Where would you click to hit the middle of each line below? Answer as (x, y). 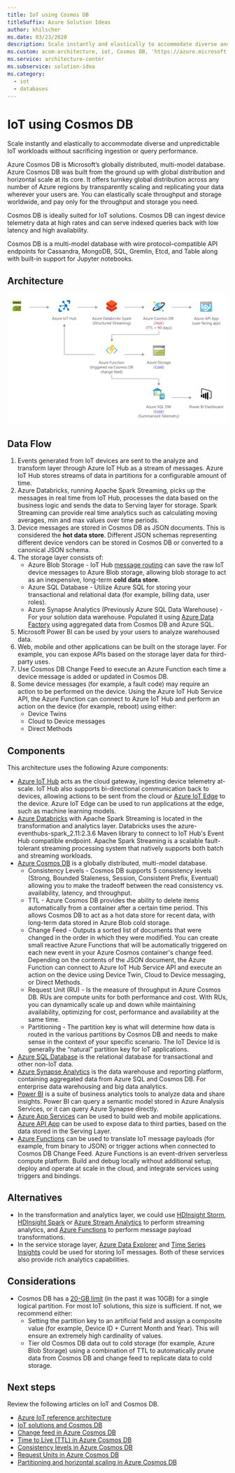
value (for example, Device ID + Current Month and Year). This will (123, 1328)
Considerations (42, 1281)
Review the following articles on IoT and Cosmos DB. (83, 1404)
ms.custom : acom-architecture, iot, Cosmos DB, (78, 52)
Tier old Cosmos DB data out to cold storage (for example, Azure (121, 1343)
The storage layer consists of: (60, 558)
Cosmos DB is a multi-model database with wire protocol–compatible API (113, 244)
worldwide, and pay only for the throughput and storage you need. (103, 202)
